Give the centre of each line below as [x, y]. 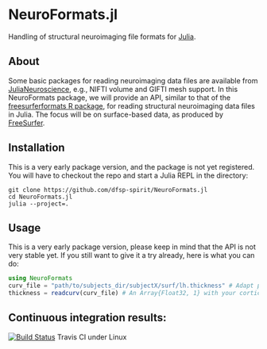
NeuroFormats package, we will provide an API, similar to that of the [120, 98]
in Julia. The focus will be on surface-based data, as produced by [116, 114]
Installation [37, 148]
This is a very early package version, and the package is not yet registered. [132, 167]
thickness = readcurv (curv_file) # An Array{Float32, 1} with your [122, 293]
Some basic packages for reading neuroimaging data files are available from [133, 80]
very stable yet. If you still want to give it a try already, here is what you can [132, 255]
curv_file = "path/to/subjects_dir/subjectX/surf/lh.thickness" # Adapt [131, 286]
